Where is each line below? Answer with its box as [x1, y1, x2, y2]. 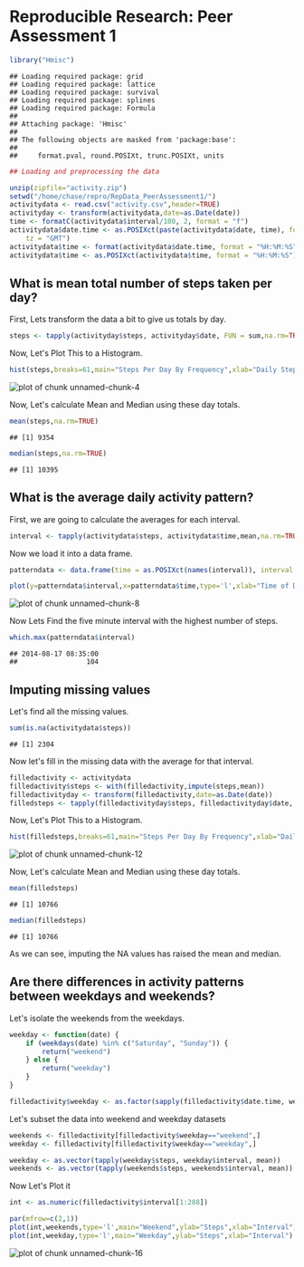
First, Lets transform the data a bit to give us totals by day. [9, 314, 226, 325]
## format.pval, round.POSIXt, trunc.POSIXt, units [9, 151, 224, 160]
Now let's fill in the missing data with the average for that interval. [9, 755, 254, 766]
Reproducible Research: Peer [9, 6, 233, 27]
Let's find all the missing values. [9, 706, 129, 716]
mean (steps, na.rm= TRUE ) [9, 417, 100, 427]
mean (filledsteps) [9, 884, 79, 893]
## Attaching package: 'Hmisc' [9, 120, 128, 129]
